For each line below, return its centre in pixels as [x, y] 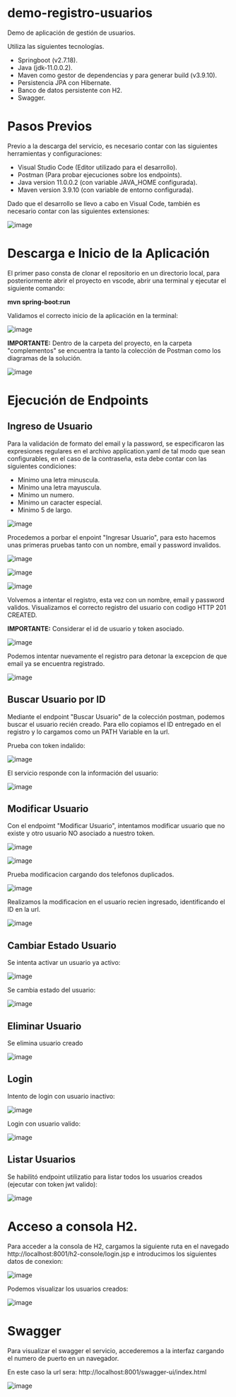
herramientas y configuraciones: [55, 153]
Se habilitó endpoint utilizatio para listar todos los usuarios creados [105, 1177]
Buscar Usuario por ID [57, 700]
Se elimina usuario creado [45, 1043]
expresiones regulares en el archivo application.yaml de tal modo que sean [116, 451]
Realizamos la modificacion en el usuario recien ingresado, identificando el [116, 902]
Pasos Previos [50, 126]
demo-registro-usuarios [80, 13]
